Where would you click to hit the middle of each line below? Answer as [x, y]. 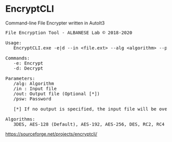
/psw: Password [33, 99]
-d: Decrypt [28, 68]
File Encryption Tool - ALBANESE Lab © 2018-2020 [69, 33]
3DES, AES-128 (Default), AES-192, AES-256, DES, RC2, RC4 [89, 124]
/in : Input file [35, 89]
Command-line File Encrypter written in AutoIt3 [55, 23]
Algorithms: [20, 119]
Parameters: [20, 78]
